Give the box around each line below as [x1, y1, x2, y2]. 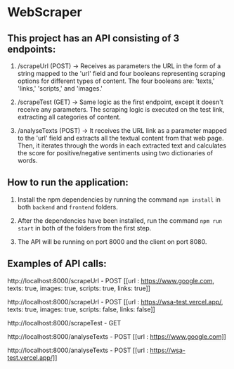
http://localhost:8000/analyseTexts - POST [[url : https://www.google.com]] [7, 332, 226, 341]
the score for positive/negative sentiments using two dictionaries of [17, 149, 213, 157]
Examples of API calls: [7, 258, 107, 270]
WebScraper [7, 4, 82, 20]
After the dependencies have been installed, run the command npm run [17, 216, 223, 225]
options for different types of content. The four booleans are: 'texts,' [17, 77, 215, 85]
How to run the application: [7, 176, 129, 188]
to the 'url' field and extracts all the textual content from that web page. [17, 134, 224, 142]
